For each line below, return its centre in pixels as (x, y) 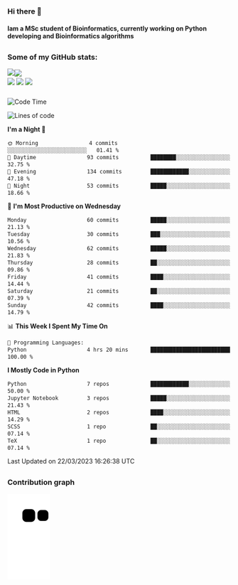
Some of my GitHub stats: (53, 57)
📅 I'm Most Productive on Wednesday (64, 206)
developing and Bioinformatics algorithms (71, 36)
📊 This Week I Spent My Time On (58, 326)
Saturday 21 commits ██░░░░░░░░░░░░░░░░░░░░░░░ (119, 291)
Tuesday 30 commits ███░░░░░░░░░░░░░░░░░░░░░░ (119, 235)
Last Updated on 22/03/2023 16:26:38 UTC (71, 461)
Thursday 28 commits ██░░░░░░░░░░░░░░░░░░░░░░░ (119, 263)
